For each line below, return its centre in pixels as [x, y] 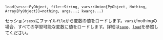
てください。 [18, 33]
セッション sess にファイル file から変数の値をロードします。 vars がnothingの [81, 21]
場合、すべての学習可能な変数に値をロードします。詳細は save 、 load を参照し [82, 27]
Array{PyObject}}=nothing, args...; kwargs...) [54, 11]
